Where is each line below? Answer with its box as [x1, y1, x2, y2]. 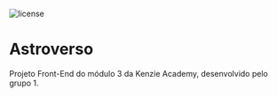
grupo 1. [9, 78, 39, 88]
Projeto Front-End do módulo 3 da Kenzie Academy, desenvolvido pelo [9, 68, 268, 78]
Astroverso [9, 40, 94, 59]
